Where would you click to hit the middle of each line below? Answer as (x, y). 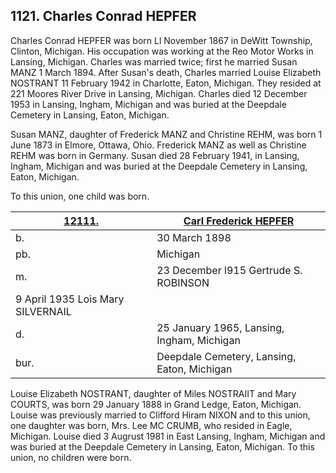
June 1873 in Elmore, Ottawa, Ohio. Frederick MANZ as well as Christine (158, 145)
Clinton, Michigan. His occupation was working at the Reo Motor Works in (162, 51)
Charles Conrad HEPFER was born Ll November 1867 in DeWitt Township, (161, 40)
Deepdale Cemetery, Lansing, (226, 356)
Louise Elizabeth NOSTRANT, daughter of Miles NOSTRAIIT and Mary (153, 393)
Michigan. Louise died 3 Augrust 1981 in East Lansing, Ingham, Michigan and (168, 436)
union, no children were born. (71, 457)
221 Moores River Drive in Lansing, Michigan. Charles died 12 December (159, 93)
